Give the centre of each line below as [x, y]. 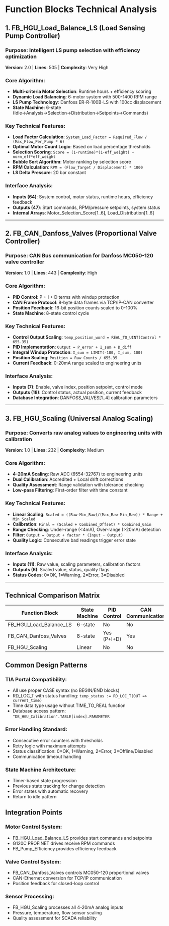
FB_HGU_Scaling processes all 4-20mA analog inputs [68, 907]
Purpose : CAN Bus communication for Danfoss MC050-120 [79, 256]
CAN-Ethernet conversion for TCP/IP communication [67, 878]
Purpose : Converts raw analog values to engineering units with [84, 432]
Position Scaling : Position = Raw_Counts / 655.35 [65, 358]
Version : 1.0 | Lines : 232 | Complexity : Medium [55, 450]
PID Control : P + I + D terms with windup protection [66, 297]
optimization [21, 57]
